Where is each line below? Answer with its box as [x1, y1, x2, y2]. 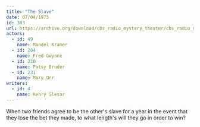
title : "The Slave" [6, 8, 55, 15]
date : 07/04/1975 [6, 14, 49, 20]
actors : [6, 31, 26, 37]
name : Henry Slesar [17, 91, 65, 97]
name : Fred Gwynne [17, 53, 62, 59]
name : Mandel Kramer [17, 42, 68, 48]
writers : [6, 81, 28, 87]
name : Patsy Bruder [17, 63, 65, 70]
